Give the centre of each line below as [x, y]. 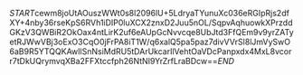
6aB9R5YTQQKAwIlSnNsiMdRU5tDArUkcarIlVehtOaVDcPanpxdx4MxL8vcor [151, 52]
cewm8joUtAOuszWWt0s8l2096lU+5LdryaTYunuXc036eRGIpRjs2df [162, 13]
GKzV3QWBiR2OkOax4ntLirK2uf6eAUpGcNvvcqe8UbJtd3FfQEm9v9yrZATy [151, 32]
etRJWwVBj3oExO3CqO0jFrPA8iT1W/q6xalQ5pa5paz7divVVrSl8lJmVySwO [150, 42]
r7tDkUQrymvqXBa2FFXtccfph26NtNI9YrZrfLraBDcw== [114, 61]
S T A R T [22, 13]
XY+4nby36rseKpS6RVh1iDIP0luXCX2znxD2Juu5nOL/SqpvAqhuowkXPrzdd [151, 23]
